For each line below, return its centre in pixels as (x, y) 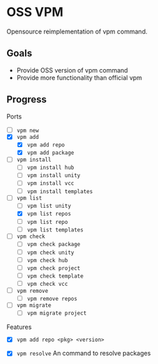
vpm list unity (49, 206)
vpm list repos (49, 214)
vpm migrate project (57, 313)
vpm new (27, 130)
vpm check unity (50, 252)
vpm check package (54, 245)
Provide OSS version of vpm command (72, 70)
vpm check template (55, 276)
